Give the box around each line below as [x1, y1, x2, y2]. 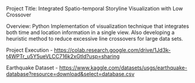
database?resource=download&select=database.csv [6, 71, 135, 77]
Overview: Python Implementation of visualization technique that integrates [6, 23, 189, 29]
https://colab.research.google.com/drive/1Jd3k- [54, 47, 171, 54]
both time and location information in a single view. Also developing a [6, 29, 175, 36]
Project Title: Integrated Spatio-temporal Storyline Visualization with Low [6, 5, 183, 12]
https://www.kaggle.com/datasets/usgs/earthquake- [58, 64, 187, 71]
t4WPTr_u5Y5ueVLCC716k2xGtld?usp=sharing [6, 53, 120, 59]
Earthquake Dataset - [6, 64, 58, 71]
